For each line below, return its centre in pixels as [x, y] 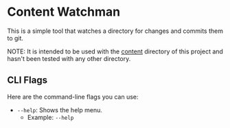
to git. [15, 38]
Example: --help [50, 117]
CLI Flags [27, 80]
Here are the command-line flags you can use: [73, 97]
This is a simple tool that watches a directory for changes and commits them [115, 31]
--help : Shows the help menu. [60, 110]
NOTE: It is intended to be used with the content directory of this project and [115, 51]
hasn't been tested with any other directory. [69, 58]
